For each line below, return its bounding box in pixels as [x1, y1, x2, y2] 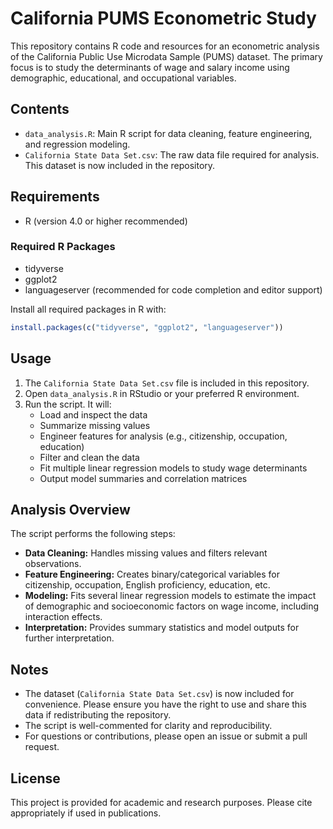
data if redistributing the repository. [24, 709, 172, 721]
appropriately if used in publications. [10, 807, 162, 819]
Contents [10, 101, 70, 118]
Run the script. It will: [24, 398, 112, 410]
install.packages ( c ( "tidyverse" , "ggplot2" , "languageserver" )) [10, 322, 284, 332]
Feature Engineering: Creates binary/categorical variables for [24, 568, 281, 581]
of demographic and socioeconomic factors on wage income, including [24, 600, 320, 612]
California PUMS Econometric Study [10, 7, 317, 30]
